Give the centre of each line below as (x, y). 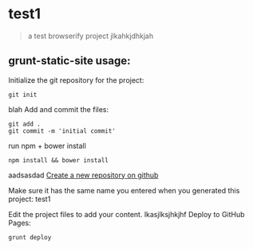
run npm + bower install (47, 146)
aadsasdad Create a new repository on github (83, 175)
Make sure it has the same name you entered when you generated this (124, 190)
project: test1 (30, 199)
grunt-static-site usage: (69, 61)
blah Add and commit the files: (59, 109)
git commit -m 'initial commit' (62, 131)
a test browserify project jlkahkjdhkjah (91, 36)
